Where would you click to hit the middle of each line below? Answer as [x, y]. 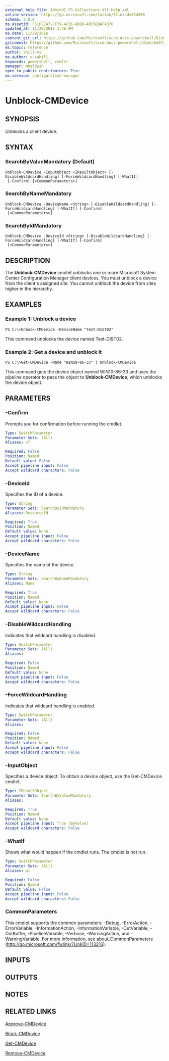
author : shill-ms [23, 52]
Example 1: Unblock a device [41, 319]
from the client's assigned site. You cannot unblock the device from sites [81, 283]
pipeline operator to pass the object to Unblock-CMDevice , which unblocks [84, 377]
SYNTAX [19, 147]
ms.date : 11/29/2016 [27, 33]
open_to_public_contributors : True [43, 71]
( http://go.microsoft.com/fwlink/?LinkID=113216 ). [56, 944]
